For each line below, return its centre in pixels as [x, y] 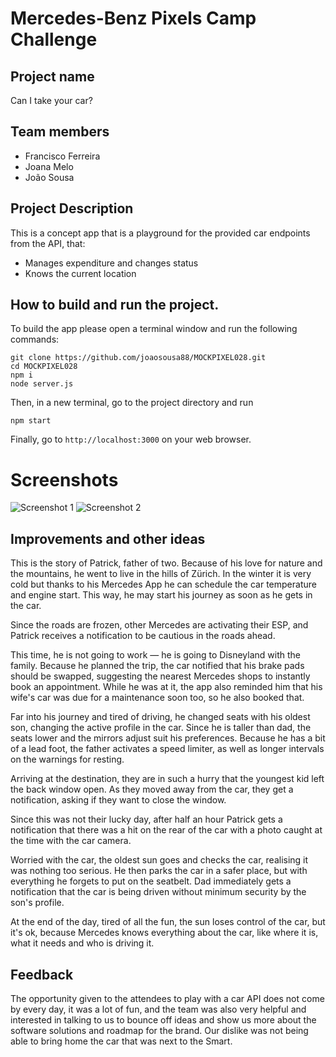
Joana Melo [49, 166]
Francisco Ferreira [62, 156]
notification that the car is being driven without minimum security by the [158, 892]
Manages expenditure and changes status [111, 263]
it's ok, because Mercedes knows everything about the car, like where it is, [164, 933]
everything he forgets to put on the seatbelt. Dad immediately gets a [151, 881]
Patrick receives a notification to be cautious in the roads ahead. [143, 636]
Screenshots [64, 479]
